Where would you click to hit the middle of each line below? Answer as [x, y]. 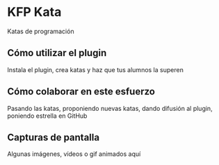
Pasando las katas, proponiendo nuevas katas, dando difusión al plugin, [110, 108]
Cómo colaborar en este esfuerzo [81, 92]
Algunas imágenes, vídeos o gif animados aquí [74, 154]
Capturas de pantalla [53, 137]
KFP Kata [34, 12]
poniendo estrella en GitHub [47, 116]
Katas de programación [41, 31]
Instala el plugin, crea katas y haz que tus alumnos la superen [96, 69]
